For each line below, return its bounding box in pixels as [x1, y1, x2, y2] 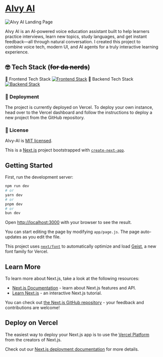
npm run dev [5, 184, 29, 188]
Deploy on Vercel [5, 319, 58, 327]
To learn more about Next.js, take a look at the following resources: [5, 275, 140, 282]
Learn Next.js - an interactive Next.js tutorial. [12, 290, 102, 296]
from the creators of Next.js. [5, 337, 62, 342]
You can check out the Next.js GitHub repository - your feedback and [5, 300, 145, 306]
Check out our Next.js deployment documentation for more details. [5, 346, 139, 352]
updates [5, 234, 22, 240]
